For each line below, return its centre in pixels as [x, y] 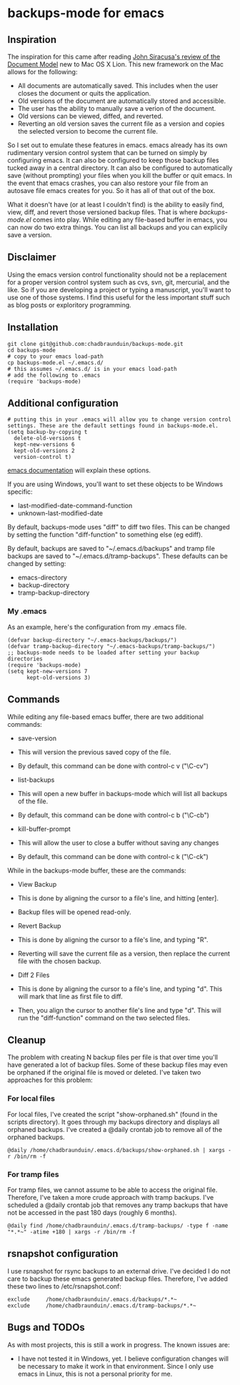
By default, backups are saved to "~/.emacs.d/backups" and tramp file [111, 549]
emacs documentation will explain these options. [79, 470]
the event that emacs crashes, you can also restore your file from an [108, 183]
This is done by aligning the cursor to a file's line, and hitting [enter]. [118, 898]
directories [25, 659]
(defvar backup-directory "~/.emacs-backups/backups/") [92, 640]
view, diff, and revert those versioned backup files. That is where [102, 212]
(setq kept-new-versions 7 [47, 671]
